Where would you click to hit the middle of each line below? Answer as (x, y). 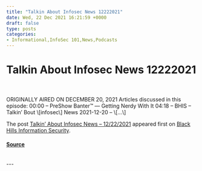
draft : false (23, 23)
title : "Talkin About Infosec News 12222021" (64, 12)
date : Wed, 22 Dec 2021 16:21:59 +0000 (57, 18)
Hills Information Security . (38, 130)
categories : (21, 34)
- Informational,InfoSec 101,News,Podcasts (62, 40)
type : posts (21, 29)
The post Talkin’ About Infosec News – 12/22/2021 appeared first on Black (98, 124)
